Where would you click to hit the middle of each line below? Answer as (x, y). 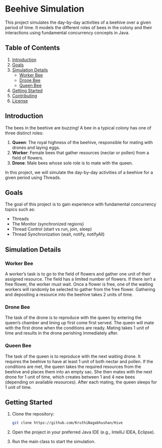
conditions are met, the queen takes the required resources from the (73, 367)
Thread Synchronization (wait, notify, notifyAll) (58, 234)
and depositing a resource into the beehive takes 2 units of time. (69, 295)
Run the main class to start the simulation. (54, 442)
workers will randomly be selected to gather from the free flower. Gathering (80, 289)
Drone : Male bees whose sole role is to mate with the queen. (73, 163)
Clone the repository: (33, 414)
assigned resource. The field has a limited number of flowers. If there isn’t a (80, 279)
